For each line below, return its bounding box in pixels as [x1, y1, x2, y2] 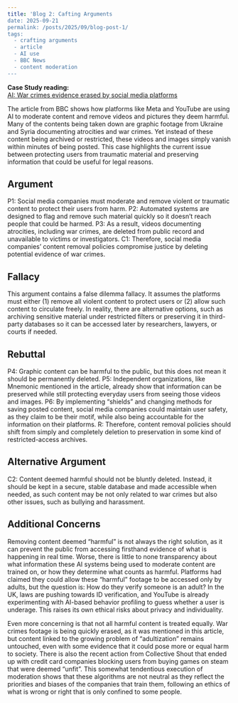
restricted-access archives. [7, 436, 88, 444]
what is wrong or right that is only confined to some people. [7, 687, 183, 696]
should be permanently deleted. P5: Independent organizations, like [7, 375, 206, 384]
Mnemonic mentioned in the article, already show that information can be [7, 382, 222, 391]
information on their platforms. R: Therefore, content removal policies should [7, 420, 232, 429]
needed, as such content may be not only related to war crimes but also [7, 490, 218, 498]
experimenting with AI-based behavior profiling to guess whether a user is [7, 597, 225, 606]
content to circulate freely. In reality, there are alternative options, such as [7, 304, 224, 314]
